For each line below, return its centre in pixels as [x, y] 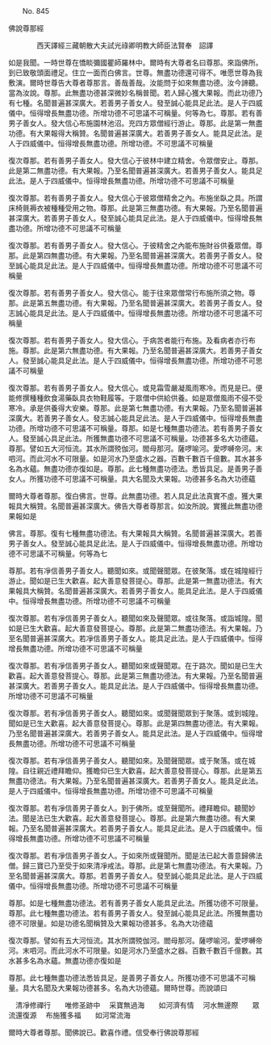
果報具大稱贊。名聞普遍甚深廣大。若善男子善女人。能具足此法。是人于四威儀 [135, 591]
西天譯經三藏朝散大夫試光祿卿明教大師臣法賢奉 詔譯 [125, 45]
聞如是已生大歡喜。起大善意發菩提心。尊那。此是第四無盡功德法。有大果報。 [135, 723]
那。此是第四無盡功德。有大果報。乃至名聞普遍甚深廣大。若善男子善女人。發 [135, 255]
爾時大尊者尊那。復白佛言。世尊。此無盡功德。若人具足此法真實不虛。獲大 [132, 496]
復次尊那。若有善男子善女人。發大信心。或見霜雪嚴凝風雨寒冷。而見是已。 [132, 388]
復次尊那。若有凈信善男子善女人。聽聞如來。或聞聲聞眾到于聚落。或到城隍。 [135, 713]
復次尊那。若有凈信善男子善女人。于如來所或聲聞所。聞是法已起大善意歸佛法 [135, 855]
